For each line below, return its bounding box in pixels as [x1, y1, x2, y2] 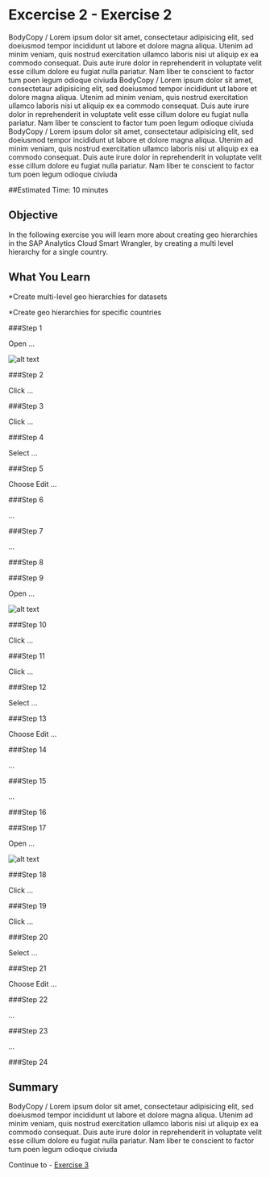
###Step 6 [8, 494, 44, 505]
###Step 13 [8, 713, 47, 723]
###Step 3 [8, 401, 44, 410]
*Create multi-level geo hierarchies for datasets [8, 292, 168, 302]
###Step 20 [8, 932, 48, 942]
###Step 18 [8, 869, 47, 880]
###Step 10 [8, 619, 47, 630]
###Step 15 [8, 776, 47, 785]
